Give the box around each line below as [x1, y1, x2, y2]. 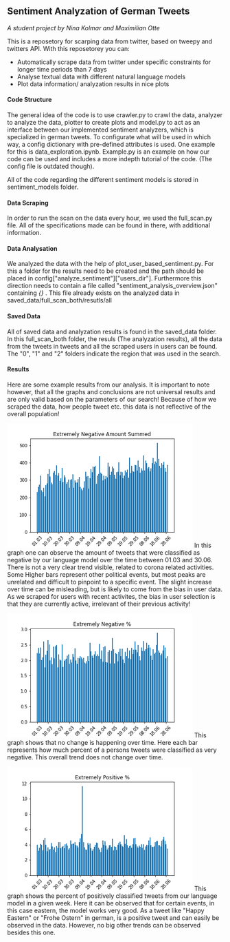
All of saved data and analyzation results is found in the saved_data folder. [7, 327, 218, 336]
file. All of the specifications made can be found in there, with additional [7, 221, 211, 229]
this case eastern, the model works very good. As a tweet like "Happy [7, 906, 205, 914]
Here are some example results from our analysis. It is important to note [7, 380, 210, 389]
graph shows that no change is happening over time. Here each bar [7, 738, 198, 746]
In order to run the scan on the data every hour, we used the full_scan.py [7, 214, 213, 223]
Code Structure [7, 96, 52, 104]
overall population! [7, 409, 60, 418]
